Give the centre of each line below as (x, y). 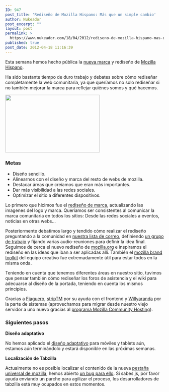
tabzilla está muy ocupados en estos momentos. (55, 384)
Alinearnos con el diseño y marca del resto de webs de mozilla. (78, 179)
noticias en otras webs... (31, 221)
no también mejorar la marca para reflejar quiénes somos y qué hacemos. (82, 88)
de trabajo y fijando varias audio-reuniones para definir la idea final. (75, 241)
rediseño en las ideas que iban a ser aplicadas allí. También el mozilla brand (84, 252)
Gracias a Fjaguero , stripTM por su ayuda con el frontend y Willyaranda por (83, 299)
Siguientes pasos (27, 322)
